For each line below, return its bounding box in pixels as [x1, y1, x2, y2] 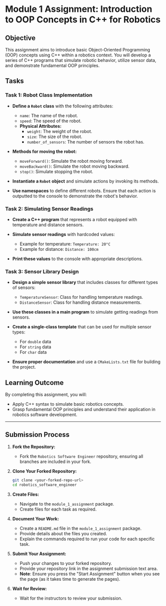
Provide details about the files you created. [19, 530, 107, 536]
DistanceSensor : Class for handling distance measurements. [19, 299, 142, 305]
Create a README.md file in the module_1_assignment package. [19, 525, 142, 531]
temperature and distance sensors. [12, 222, 84, 228]
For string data [19, 344, 51, 350]
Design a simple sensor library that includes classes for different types [12, 280, 158, 285]
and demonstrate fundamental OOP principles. [5, 63, 100, 68]
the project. [12, 364, 36, 370]
